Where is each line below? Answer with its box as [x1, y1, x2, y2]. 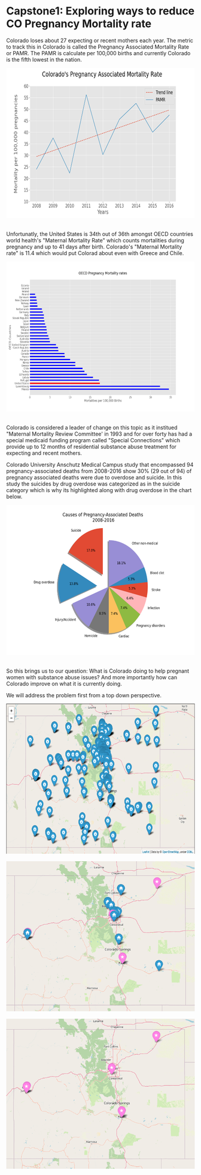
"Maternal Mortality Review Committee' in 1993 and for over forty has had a [6, 430, 193, 437]
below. [6, 493, 23, 500]
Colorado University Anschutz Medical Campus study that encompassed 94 [6, 461, 194, 468]
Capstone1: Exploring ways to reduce [6, 4, 195, 18]
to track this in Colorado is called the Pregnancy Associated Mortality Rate [6, 43, 190, 50]
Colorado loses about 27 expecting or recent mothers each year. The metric [6, 37, 193, 44]
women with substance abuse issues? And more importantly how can [6, 673, 178, 681]
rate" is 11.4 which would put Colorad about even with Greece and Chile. [6, 249, 184, 256]
